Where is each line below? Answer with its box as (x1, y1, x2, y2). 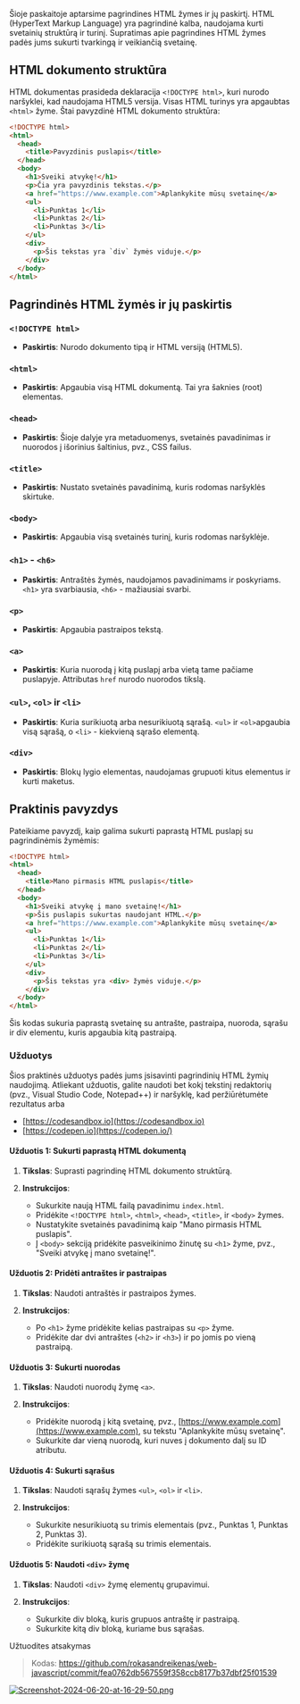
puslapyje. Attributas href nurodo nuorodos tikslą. (21, 674, 206, 685)
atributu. (35, 1445, 67, 1456)
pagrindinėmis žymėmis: (9, 835, 100, 846)
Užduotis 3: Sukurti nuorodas (9, 1362, 121, 1373)
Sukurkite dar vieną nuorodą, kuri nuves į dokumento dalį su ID (35, 1435, 267, 1446)
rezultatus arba (9, 1098, 65, 1109)
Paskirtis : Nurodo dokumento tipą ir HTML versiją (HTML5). (21, 342, 243, 353)
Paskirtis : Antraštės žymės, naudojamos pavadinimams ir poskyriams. (21, 574, 281, 585)
